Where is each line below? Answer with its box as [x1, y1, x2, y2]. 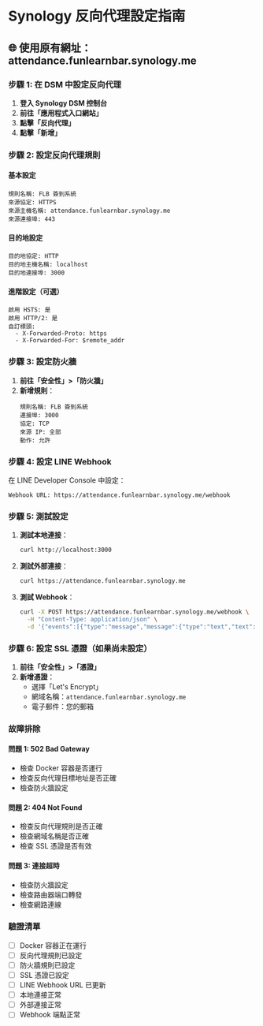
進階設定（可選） [8, 286, 64, 296]
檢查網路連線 [19, 900, 61, 909]
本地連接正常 [19, 991, 61, 1000]
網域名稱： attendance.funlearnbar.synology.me [31, 692, 187, 701]
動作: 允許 [19, 436, 51, 444]
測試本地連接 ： [19, 530, 69, 540]
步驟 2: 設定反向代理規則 [8, 149, 101, 160]
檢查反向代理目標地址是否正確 [19, 774, 117, 783]
